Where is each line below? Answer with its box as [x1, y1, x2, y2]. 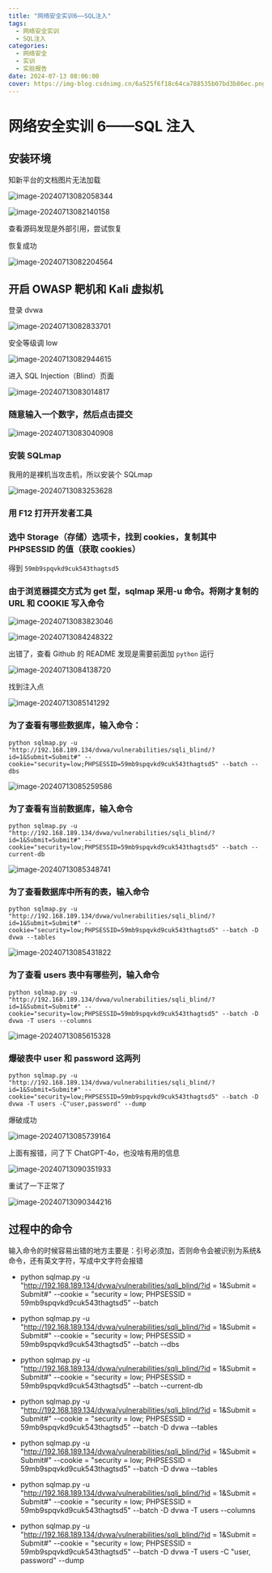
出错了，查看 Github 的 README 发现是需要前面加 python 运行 [8, 649, 215, 659]
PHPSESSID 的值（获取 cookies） [8, 544, 141, 555]
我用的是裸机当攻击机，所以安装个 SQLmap [8, 469, 153, 479]
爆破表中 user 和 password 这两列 [8, 1052, 141, 1064]
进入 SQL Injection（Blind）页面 [8, 371, 115, 381]
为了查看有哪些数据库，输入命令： [8, 720, 142, 731]
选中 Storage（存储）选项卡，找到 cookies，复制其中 [8, 531, 217, 543]
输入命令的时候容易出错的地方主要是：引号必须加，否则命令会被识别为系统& [8, 1245, 261, 1255]
